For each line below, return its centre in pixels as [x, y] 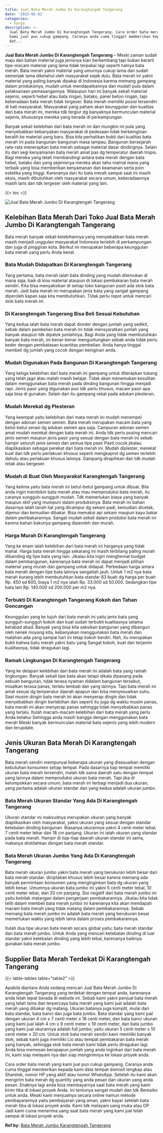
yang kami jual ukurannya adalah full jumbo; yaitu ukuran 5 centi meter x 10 [80, 1029]
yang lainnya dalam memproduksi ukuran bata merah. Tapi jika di [70, 778]
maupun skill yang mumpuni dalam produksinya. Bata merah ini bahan [75, 502]
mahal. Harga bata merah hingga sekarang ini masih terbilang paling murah [80, 551]
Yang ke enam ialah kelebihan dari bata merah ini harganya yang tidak [75, 546]
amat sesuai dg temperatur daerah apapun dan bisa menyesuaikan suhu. [78, 691]
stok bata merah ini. [25, 301]
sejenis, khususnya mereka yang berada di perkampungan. [64, 117]
